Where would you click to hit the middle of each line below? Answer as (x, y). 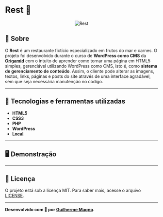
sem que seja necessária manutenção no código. (54, 81)
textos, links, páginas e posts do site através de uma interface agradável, (78, 76)
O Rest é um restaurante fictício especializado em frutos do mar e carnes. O (81, 50)
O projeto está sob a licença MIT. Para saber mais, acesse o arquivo (73, 190)
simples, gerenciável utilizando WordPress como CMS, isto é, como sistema (81, 66)
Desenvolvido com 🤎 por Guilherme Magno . (50, 210)
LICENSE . (15, 196)
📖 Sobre (17, 39)
